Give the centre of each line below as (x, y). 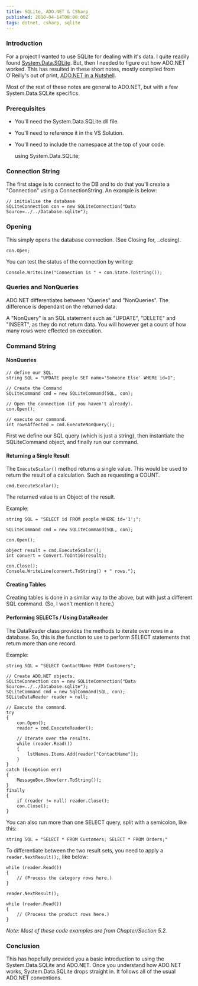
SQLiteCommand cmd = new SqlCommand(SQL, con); (66, 692)
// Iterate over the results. (54, 738)
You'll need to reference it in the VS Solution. (69, 133)
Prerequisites (26, 109)
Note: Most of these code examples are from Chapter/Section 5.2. (87, 930)
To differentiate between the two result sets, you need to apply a (85, 850)
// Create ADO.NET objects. (41, 676)
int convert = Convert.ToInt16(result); (57, 556)
